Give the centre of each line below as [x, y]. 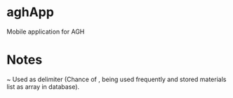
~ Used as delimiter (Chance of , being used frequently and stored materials [116, 79]
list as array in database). [43, 86]
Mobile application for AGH [46, 31]
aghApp [30, 12]
